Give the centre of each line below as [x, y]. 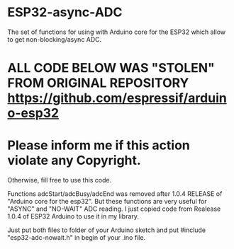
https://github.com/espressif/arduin [117, 98]
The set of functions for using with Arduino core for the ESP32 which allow [117, 32]
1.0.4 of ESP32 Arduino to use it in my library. [73, 216]
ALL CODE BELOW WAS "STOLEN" [111, 68]
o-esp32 [33, 113]
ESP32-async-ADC [65, 12]
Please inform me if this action [99, 145]
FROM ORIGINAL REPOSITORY [98, 83]
